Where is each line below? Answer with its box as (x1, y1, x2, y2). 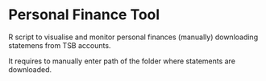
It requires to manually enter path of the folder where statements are (8, 56, 236, 66)
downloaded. (8, 64, 52, 74)
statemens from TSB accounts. (8, 40, 111, 50)
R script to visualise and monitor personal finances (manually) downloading (8, 32, 259, 42)
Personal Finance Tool (8, 6, 160, 24)
